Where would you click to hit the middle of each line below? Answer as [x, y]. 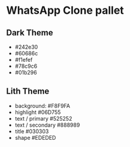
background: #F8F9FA [43, 106]
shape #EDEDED [35, 137]
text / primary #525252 [43, 118]
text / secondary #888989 [47, 125]
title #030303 [32, 131]
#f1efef [24, 60]
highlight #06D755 [38, 112]
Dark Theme [30, 33]
